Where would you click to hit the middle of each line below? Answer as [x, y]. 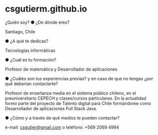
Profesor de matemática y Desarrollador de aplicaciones [61, 69]
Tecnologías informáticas [30, 50]
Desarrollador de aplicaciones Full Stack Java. [51, 108]
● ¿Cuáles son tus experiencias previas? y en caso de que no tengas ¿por [79, 78]
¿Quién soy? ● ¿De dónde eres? [37, 22]
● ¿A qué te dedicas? [27, 41]
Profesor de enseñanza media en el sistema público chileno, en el [71, 93]
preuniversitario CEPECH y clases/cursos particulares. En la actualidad [76, 98]
